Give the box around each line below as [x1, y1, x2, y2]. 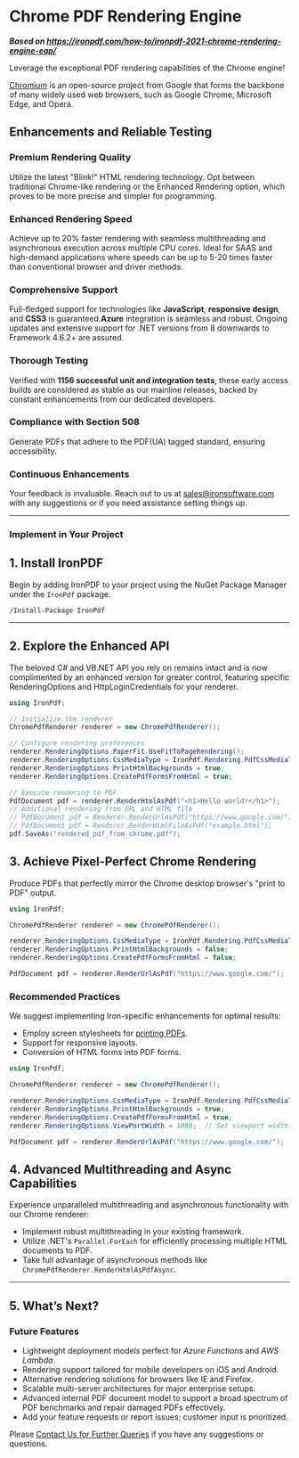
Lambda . [21, 1355, 56, 1365]
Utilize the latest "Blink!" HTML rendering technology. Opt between [9, 171, 255, 182]
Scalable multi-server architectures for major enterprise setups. [21, 1383, 256, 1394]
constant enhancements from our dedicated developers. [9, 394, 216, 405]
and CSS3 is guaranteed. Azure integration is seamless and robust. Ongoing [9, 314, 287, 324]
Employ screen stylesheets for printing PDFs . [21, 1028, 189, 1039]
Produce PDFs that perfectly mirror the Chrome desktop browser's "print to [9, 878, 286, 889]
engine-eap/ [9, 45, 57, 55]
